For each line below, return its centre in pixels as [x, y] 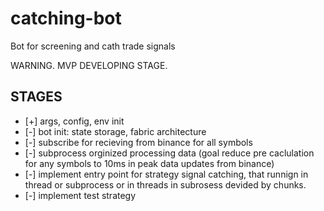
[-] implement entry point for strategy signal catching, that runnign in [166, 174]
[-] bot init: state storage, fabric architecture [115, 131]
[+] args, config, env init [74, 121]
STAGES [36, 97]
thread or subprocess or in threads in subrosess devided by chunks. [165, 184]
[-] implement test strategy [80, 195]
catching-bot [66, 18]
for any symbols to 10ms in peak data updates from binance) [149, 163]
